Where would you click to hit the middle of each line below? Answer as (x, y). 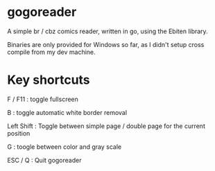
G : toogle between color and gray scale (64, 147)
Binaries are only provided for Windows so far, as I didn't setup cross (106, 44)
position (19, 133)
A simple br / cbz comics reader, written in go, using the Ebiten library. (108, 31)
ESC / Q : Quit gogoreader (44, 160)
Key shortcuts (49, 80)
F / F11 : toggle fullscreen (43, 99)
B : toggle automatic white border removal (67, 112)
